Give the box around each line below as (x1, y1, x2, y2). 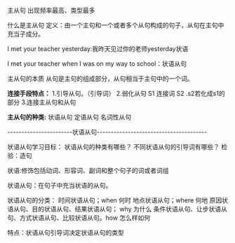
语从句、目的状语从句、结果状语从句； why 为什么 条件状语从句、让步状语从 (7, 205, 228, 213)
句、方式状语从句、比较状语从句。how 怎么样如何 (7, 214, 151, 222)
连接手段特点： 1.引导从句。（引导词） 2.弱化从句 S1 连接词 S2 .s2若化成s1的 (7, 90, 226, 97)
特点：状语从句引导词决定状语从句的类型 (7, 228, 124, 237)
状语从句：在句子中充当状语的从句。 (7, 181, 112, 189)
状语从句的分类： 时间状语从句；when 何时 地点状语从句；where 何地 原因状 (7, 196, 228, 204)
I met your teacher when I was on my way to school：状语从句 (7, 60, 187, 68)
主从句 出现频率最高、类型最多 (7, 6, 95, 14)
